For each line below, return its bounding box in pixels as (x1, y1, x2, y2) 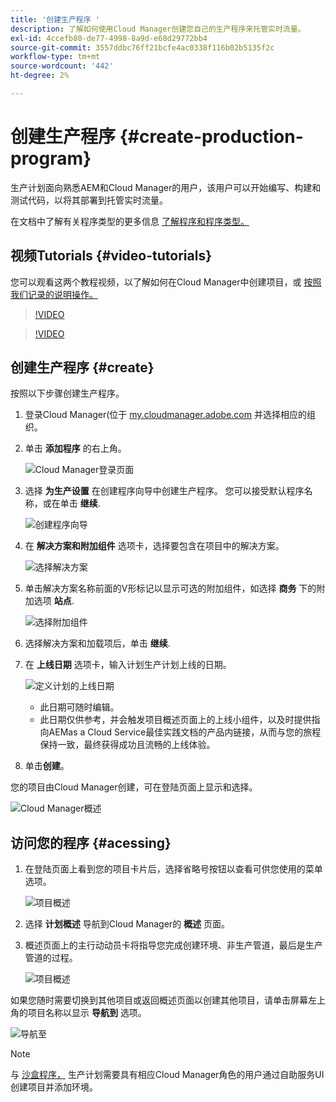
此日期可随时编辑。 (39, 701, 120, 713)
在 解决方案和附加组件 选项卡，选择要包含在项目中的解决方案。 (24, 540, 285, 552)
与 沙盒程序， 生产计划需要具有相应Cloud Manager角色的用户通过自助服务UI (10, 1069, 325, 1081)
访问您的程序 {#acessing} (10, 834, 172, 851)
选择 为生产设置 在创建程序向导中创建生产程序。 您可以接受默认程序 (24, 485, 305, 497)
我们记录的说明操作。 (10, 288, 98, 300)
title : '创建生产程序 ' (10, 14, 100, 25)
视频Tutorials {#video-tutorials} (10, 247, 213, 265)
